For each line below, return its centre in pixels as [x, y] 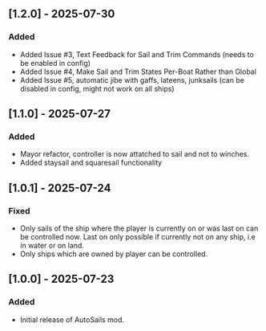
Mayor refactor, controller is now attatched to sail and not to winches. [135, 154]
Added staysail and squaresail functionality [91, 163]
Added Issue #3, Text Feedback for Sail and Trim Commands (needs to [137, 54]
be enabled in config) [55, 63]
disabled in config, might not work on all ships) [97, 88]
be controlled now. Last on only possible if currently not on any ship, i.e [138, 237]
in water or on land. [52, 246]
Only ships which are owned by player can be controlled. [114, 254]
